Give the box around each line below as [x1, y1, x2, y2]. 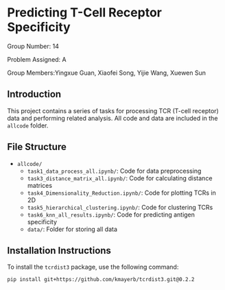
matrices [27, 181, 53, 189]
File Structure [7, 141, 67, 153]
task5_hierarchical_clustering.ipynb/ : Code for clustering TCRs [27, 203, 213, 211]
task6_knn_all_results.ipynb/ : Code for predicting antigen [27, 210, 196, 219]
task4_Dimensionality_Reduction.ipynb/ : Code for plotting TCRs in [27, 189, 216, 197]
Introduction [7, 88, 62, 100]
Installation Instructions [7, 245, 112, 256]
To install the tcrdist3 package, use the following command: [7, 263, 179, 271]
